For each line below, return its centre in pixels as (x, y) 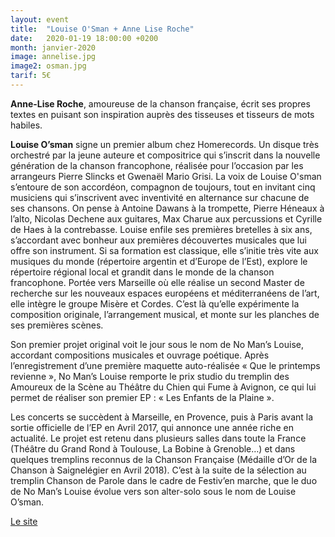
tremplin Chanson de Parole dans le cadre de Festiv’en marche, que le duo (164, 480)
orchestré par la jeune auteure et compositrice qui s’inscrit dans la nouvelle (165, 155)
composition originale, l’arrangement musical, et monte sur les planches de (165, 314)
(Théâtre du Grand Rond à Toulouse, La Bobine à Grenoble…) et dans (153, 448)
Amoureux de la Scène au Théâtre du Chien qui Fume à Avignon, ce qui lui (163, 387)
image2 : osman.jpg (48, 66)
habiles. (26, 125)
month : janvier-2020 (53, 47)
